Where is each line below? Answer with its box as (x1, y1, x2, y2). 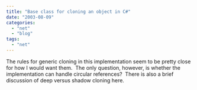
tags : (6, 36, 20, 42)
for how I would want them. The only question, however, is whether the (6, 64, 180, 71)
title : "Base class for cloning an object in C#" (6, 8, 131, 15)
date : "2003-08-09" (6, 14, 54, 20)
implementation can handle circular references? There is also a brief (6, 70, 174, 78)
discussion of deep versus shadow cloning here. (6, 76, 124, 83)
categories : (6, 20, 35, 25)
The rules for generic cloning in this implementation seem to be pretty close (6, 57, 191, 65)
